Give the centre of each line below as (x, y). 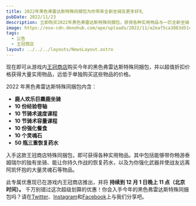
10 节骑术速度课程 (36, 113)
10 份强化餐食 (31, 128)
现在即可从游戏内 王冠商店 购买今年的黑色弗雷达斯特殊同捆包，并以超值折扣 (95, 67)
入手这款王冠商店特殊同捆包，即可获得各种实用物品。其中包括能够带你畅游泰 (98, 155)
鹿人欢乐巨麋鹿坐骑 (38, 99)
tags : (13, 33)
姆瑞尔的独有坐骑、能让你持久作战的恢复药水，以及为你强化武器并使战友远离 (98, 162)
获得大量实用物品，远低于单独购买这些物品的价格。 (72, 74)
